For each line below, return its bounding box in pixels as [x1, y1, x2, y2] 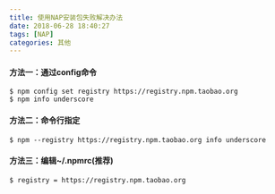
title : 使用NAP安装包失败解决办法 [9, 13, 124, 22]
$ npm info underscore [9, 95, 94, 104]
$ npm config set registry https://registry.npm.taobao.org [9, 87, 239, 97]
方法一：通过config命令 [9, 66, 97, 77]
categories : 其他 [9, 38, 72, 47]
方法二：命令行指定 [9, 115, 81, 126]
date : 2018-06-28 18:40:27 [9, 21, 110, 30]
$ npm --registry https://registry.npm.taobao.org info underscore [9, 135, 267, 144]
